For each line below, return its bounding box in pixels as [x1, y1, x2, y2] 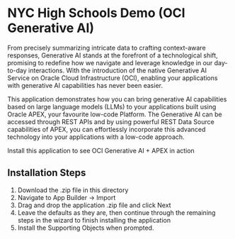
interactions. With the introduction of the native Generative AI [28, 66, 207, 74]
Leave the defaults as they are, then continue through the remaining [17, 208, 216, 217]
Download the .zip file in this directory [17, 186, 129, 194]
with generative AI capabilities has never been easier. [7, 81, 163, 89]
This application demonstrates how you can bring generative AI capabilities [7, 94, 227, 104]
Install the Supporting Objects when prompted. [17, 223, 154, 232]
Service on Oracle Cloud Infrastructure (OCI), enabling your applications [7, 73, 218, 82]
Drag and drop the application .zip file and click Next [17, 201, 171, 209]
